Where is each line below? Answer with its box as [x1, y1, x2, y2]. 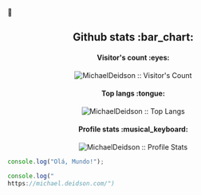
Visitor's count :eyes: [97, 53, 170, 62]
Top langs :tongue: [101, 88, 165, 99]
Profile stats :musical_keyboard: [78, 124, 188, 135]
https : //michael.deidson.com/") [7, 179, 115, 187]
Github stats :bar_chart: [72, 30, 195, 44]
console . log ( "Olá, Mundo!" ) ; [7, 158, 104, 166]
